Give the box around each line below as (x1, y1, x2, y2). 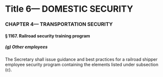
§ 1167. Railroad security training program (5, 33, 90, 38)
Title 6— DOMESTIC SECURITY (5, 3, 133, 15)
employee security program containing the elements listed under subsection (5, 61, 159, 67)
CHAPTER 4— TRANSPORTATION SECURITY (5, 21, 113, 28)
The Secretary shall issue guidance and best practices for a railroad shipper (5, 56, 158, 62)
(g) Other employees (5, 44, 48, 50)
